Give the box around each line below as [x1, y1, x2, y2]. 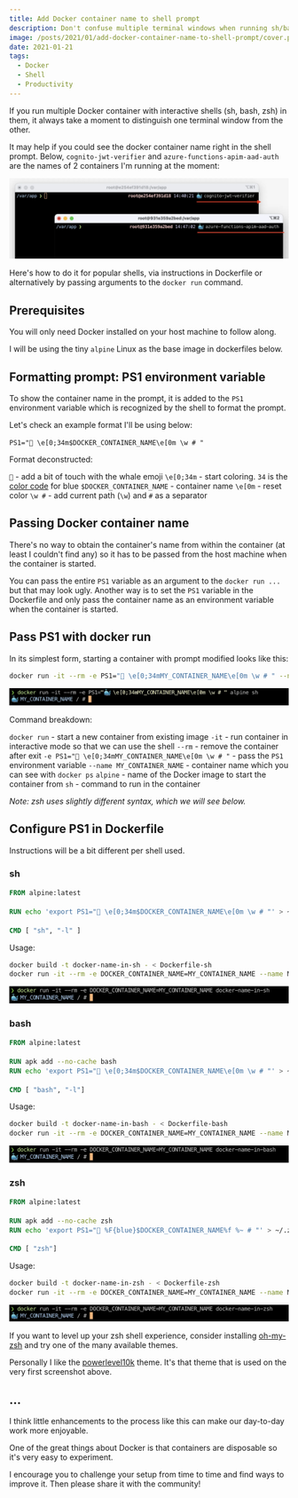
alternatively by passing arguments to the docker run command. [9, 277, 244, 288]
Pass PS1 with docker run [9, 630, 152, 645]
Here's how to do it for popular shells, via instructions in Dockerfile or [9, 267, 263, 279]
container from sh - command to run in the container [9, 779, 201, 789]
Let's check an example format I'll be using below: [9, 420, 193, 431]
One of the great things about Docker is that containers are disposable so [9, 1443, 278, 1454]
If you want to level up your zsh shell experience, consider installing [9, 1330, 257, 1341]
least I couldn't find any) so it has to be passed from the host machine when [9, 549, 287, 559]
